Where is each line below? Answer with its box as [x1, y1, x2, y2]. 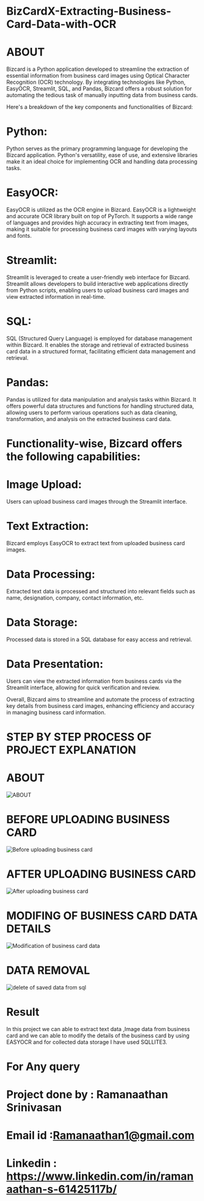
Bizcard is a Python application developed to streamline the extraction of [6, 65, 189, 73]
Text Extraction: [6, 520, 89, 533]
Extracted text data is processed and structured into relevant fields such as [6, 587, 195, 595]
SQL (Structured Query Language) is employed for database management [6, 334, 192, 342]
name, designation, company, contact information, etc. [6, 594, 144, 601]
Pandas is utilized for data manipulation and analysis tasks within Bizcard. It [6, 395, 197, 403]
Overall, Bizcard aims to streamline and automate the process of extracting [6, 696, 195, 703]
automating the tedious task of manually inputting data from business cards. [6, 92, 198, 99]
